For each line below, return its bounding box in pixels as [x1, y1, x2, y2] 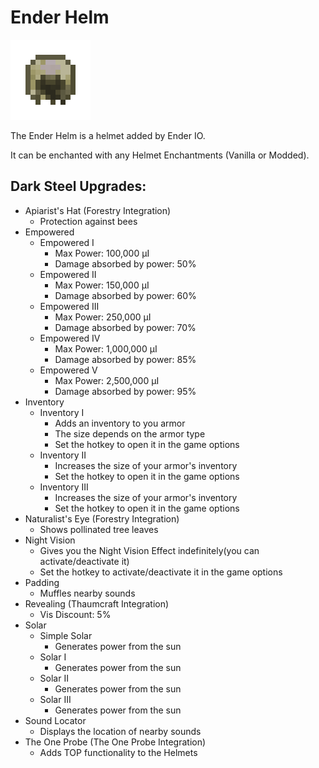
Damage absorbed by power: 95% [54, 385, 197, 397]
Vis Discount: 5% [39, 608, 112, 620]
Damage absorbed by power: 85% [54, 353, 197, 365]
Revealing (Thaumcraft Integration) [24, 597, 170, 610]
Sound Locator [24, 714, 87, 726]
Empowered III [39, 300, 100, 312]
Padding [24, 576, 60, 588]
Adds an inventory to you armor [54, 417, 186, 429]
